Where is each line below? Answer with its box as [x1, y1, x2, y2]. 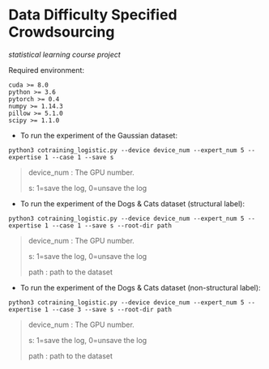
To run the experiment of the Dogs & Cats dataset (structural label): [19, 198, 246, 208]
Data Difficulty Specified [8, 6, 177, 24]
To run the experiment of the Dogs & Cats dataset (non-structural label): [19, 282, 261, 292]
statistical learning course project [8, 49, 122, 59]
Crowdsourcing [8, 23, 115, 41]
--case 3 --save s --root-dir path [51, 305, 173, 313]
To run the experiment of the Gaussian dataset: [19, 130, 178, 140]
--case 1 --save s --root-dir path [51, 221, 173, 230]
